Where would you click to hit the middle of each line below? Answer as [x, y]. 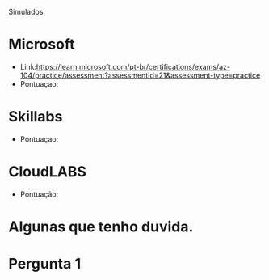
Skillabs [36, 117]
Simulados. [27, 12]
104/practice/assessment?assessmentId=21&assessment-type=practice [140, 75]
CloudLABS [48, 172]
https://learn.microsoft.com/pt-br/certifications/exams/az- [133, 66]
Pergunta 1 [45, 264]
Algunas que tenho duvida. [101, 227]
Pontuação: [39, 194]
